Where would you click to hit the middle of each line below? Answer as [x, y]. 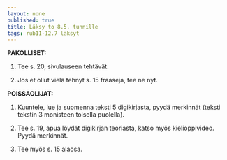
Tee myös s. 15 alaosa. [50, 149]
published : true [31, 20]
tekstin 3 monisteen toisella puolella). [71, 115]
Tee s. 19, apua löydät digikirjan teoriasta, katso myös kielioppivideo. [116, 128]
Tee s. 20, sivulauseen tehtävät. [63, 66]
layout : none [26, 14]
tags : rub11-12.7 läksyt [43, 33]
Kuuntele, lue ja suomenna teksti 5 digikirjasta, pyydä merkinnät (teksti [119, 107]
